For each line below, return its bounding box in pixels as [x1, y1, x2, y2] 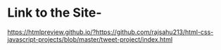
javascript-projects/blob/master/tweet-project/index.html [7, 35, 173, 43]
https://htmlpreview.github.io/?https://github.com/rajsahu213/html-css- [7, 28, 214, 36]
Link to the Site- [7, 5, 102, 21]
